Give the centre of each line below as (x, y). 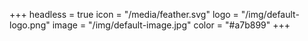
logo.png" (30, 25)
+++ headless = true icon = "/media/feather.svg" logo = (124, 14)
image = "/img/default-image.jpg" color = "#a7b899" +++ (171, 25)
